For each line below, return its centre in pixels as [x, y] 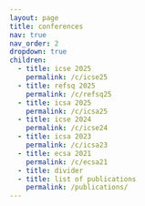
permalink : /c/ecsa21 [67, 162]
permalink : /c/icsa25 [67, 111]
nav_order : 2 [34, 43]
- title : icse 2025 [55, 69]
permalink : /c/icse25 [67, 77]
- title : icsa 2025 [55, 103]
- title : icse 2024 [55, 119]
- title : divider [51, 170]
